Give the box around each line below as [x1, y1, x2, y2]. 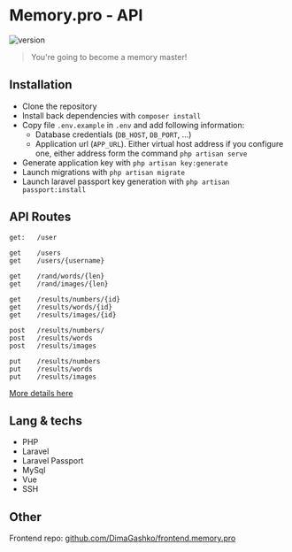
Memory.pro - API [9, 5, 143, 26]
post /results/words [9, 333, 93, 342]
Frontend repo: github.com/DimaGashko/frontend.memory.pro [9, 533, 236, 544]
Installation [9, 77, 73, 93]
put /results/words [9, 364, 93, 373]
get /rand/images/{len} [9, 280, 109, 288]
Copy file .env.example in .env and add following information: [21, 119, 245, 130]
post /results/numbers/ [9, 326, 104, 334]
